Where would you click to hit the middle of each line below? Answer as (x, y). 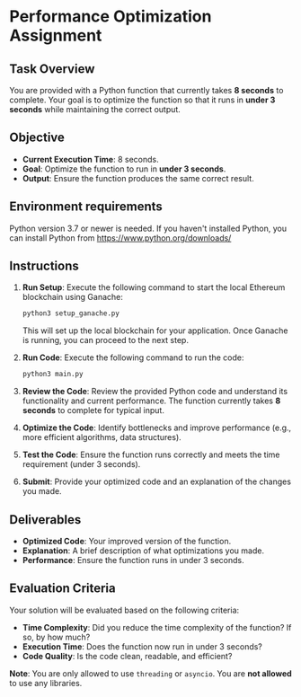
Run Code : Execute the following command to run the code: (133, 357)
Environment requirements (86, 207)
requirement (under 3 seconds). (81, 464)
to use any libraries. (46, 683)
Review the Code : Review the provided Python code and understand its (155, 392)
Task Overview (52, 69)
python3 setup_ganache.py (71, 313)
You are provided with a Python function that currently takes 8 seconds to (146, 90)
